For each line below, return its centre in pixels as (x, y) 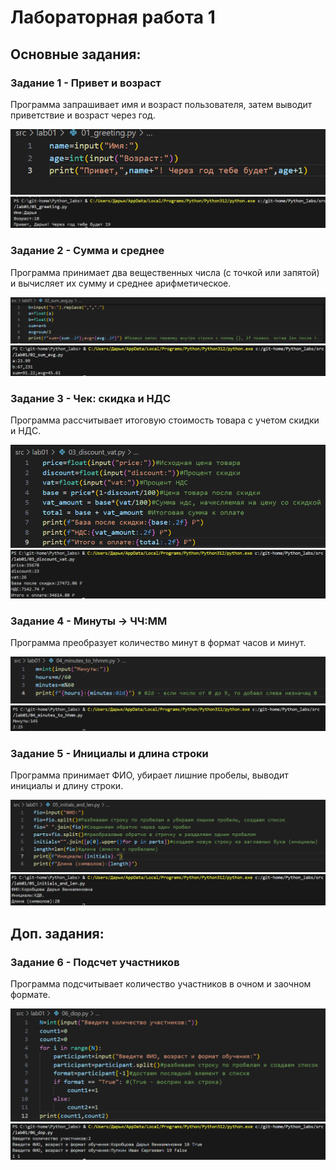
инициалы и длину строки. (67, 786)
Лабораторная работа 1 (113, 17)
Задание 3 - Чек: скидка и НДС (91, 398)
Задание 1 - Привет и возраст (86, 83)
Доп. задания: (57, 933)
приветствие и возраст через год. (83, 115)
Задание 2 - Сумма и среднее (87, 251)
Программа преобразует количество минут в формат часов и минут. (158, 643)
